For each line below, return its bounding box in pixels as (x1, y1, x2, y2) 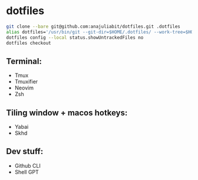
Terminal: (6, 56, 42, 66)
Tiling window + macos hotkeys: (6, 108, 128, 118)
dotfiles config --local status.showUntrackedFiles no (6, 34, 144, 41)
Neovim (14, 84, 34, 92)
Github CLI (14, 162, 41, 169)
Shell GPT (14, 168, 39, 175)
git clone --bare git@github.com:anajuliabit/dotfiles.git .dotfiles (6, 24, 181, 29)
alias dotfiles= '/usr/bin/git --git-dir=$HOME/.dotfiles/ (6, 29, 151, 35)
